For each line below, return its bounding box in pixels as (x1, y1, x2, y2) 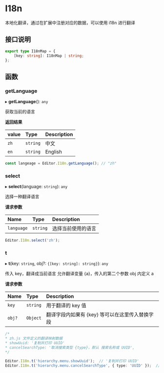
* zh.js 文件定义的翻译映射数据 (5, 336, 63, 341)
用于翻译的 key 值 (46, 302, 86, 309)
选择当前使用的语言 (52, 225, 97, 232)
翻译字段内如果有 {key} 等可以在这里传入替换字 (46, 311, 154, 318)
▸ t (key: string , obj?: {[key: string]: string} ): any (5, 261, 108, 266)
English (45, 149, 62, 155)
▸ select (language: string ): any (5, 184, 68, 190)
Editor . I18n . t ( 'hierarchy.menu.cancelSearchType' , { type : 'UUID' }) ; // (5, 363, 161, 368)
